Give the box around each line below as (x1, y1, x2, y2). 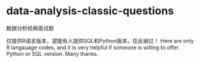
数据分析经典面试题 (6, 24, 54, 31)
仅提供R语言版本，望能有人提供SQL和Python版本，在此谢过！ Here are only (6, 37, 194, 44)
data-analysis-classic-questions (6, 4, 174, 18)
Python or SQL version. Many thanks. (6, 50, 99, 57)
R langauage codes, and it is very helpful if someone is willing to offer (6, 43, 179, 51)
